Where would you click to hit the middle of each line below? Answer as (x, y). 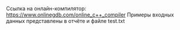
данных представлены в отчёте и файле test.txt (66, 21)
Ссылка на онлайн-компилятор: (46, 9)
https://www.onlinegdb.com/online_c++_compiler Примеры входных (90, 15)
